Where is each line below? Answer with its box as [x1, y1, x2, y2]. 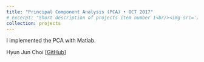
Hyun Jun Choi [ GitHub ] [6, 49, 67, 56]
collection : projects [6, 20, 61, 26]
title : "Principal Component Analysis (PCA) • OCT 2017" [6, 9, 154, 15]
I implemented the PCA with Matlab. [6, 37, 96, 44]
